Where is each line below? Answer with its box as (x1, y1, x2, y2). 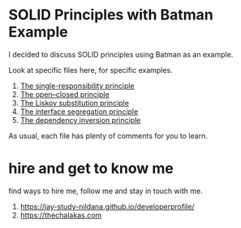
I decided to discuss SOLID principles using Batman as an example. (8, 49, 234, 59)
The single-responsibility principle (19, 81, 136, 91)
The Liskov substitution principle (19, 98, 130, 108)
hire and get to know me (8, 159, 174, 178)
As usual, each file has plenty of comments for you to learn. (8, 131, 209, 141)
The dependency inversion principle (19, 115, 141, 125)
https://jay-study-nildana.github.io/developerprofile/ (19, 201, 195, 211)
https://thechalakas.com (19, 210, 102, 220)
